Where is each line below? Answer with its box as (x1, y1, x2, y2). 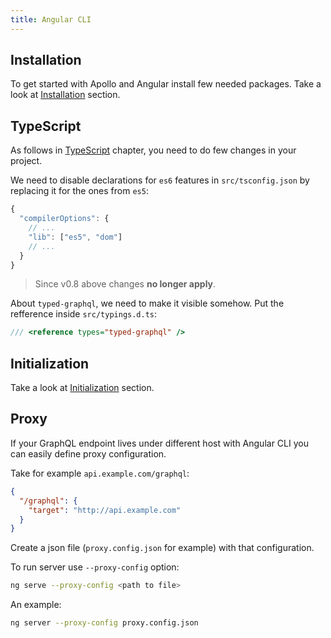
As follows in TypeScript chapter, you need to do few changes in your (10, 144, 297, 156)
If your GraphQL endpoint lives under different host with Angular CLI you (10, 437, 309, 449)
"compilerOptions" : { (19, 214, 110, 224)
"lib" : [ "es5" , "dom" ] (28, 232, 123, 242)
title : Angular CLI (10, 14, 92, 25)
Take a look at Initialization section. (10, 382, 155, 394)
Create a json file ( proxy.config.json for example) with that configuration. (10, 542, 315, 554)
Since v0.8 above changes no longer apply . (34, 278, 217, 290)
